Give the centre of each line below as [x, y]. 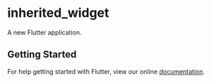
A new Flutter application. [45, 32]
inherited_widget [58, 13]
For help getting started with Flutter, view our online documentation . [106, 71]
